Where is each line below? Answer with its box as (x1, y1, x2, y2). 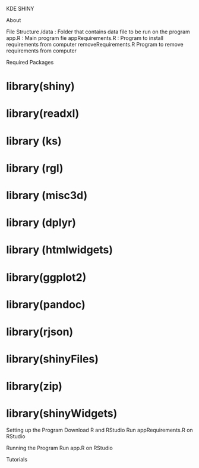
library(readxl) (6, 107, 80, 120)
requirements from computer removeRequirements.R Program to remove (6, 41, 184, 48)
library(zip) (6, 380, 62, 393)
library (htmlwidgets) (6, 243, 113, 257)
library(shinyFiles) (6, 352, 99, 366)
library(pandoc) (6, 297, 86, 311)
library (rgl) (6, 161, 64, 175)
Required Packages (6, 59, 54, 66)
